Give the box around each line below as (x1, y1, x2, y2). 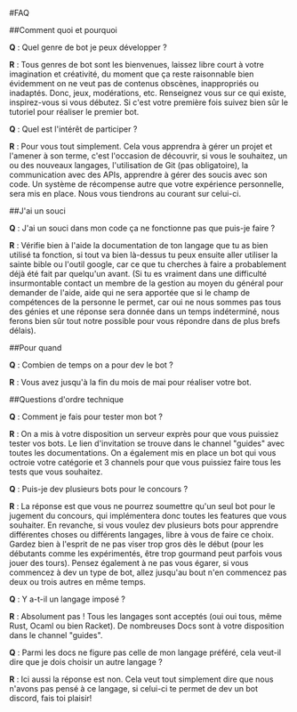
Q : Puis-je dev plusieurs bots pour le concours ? (9, 484, 189, 494)
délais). (9, 325, 36, 336)
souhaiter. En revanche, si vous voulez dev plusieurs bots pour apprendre (9, 520, 278, 530)
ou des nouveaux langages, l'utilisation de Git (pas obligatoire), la (9, 160, 249, 170)
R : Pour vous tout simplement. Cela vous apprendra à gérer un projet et (9, 142, 273, 151)
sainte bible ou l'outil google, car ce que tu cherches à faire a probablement (9, 259, 287, 270)
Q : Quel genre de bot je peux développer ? (9, 42, 167, 53)
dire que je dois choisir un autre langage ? (9, 657, 163, 667)
